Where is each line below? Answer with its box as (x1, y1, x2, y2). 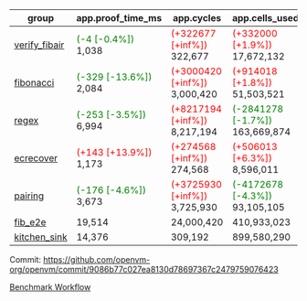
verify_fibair (14, 38, 65, 51)
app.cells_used (231, 12, 300, 24)
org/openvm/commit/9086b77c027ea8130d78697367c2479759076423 (9, 264, 279, 274)
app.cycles (172, 12, 222, 24)
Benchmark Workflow (9, 282, 91, 292)
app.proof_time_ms (76, 12, 163, 24)
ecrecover (14, 152, 58, 164)
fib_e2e (14, 216, 47, 228)
